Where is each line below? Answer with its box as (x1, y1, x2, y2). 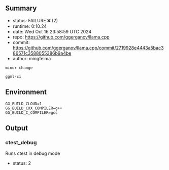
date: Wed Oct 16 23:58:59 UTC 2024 (12, 28, 92, 34)
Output (5, 124, 28, 133)
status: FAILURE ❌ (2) (12, 17, 58, 23)
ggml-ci (5, 74, 22, 79)
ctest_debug (5, 139, 37, 146)
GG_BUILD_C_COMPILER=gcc (5, 110, 58, 115)
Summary (5, 4, 37, 13)
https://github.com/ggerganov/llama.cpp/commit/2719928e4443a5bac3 (12, 45, 164, 51)
